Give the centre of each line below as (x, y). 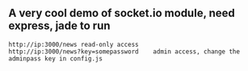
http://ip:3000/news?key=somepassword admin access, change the (124, 52)
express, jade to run (59, 26)
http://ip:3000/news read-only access (74, 44)
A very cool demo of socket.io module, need (122, 13)
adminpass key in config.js (56, 58)
